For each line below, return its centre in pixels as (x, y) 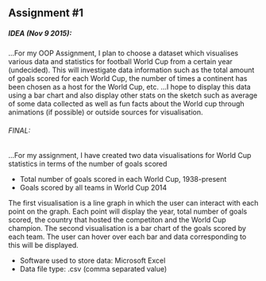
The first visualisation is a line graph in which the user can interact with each (133, 202)
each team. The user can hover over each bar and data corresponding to (127, 237)
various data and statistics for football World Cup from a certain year (120, 62)
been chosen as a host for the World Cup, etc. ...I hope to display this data (130, 87)
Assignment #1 (46, 13)
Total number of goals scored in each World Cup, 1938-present (123, 179)
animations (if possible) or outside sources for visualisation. (106, 112)
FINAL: (19, 130)
